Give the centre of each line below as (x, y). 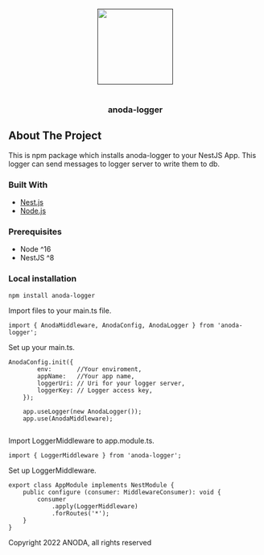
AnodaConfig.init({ (41, 362)
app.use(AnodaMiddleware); (68, 419)
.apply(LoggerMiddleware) (95, 506)
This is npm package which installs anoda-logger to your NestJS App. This (132, 155)
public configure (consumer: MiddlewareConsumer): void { (122, 492)
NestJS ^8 (37, 258)
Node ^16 (35, 249)
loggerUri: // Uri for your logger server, (111, 383)
